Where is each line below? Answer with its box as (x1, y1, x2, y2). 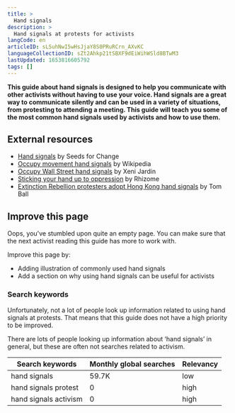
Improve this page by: (7, 250, 71, 259)
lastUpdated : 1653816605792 (7, 57, 91, 64)
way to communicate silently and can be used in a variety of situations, (7, 97, 221, 106)
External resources (7, 133, 93, 145)
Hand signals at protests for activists (13, 30, 134, 38)
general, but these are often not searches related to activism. (7, 342, 185, 351)
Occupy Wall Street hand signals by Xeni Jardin (17, 167, 156, 176)
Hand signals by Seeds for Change (17, 152, 120, 160)
